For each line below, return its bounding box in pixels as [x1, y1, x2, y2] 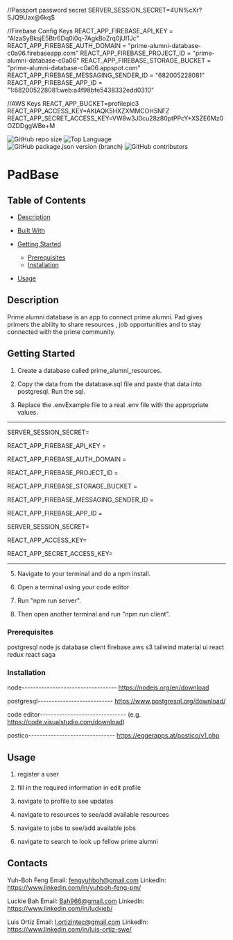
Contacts [7, 857, 49, 869]
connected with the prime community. [7, 327, 116, 336]
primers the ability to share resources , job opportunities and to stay [7, 320, 201, 328]
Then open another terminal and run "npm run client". [17, 610, 171, 618]
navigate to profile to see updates [17, 797, 114, 806]
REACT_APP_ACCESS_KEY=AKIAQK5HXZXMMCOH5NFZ [7, 107, 170, 115]
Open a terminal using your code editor [17, 582, 130, 591]
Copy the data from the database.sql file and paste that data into [17, 379, 202, 388]
